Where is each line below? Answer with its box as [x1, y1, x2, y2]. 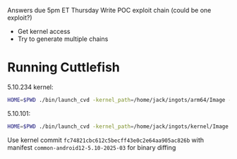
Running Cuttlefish [7, 59, 120, 76]
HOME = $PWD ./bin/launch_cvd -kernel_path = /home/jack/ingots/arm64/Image [7, 96, 226, 103]
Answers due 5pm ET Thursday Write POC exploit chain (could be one [7, 6, 212, 14]
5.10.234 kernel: [7, 83, 54, 91]
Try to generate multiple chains [17, 35, 109, 43]
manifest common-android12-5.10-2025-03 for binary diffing [7, 143, 176, 151]
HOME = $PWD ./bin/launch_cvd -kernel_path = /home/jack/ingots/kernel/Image [7, 123, 229, 130]
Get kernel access [17, 28, 71, 35]
